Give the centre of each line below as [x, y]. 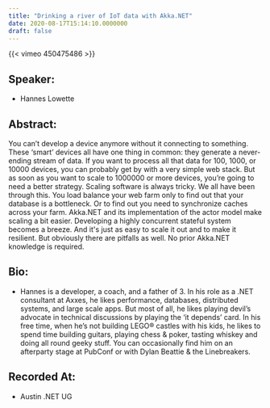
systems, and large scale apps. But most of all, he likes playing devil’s [135, 309]
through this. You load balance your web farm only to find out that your [126, 195]
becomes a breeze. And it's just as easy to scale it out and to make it [122, 229]
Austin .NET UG [46, 396]
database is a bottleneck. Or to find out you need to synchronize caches [128, 204]
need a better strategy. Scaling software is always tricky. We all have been [132, 186]
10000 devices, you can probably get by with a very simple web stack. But [132, 169]
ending [20, 161]
